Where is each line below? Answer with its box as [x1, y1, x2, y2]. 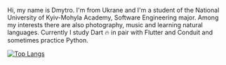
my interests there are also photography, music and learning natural [7, 21, 204, 29]
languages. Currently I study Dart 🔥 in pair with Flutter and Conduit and [7, 28, 213, 36]
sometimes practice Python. [7, 36, 89, 44]
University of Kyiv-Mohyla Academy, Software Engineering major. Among [7, 13, 219, 22]
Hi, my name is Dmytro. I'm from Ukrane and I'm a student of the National [7, 6, 220, 14]
